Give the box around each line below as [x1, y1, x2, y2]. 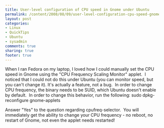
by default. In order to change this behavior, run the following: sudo [5, 92, 142, 98]
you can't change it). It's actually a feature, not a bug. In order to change [5, 82, 152, 88]
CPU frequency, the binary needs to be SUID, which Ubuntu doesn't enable [5, 87, 156, 93]
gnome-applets [29, 98, 61, 103]
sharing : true [5, 48, 34, 53]
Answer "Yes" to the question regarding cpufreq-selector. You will [5, 107, 139, 113]
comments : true [5, 44, 36, 49]
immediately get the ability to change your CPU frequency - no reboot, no [5, 112, 153, 118]
